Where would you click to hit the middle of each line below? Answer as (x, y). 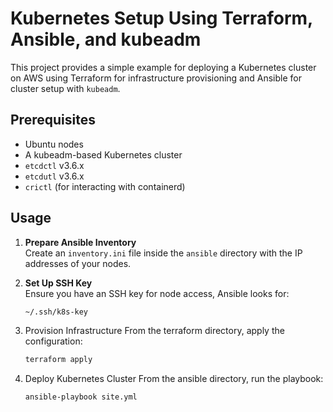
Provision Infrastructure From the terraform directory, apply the (154, 331)
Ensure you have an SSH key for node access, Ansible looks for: (157, 293)
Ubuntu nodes (54, 144)
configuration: (53, 341)
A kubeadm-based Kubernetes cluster (103, 154)
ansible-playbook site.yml (81, 397)
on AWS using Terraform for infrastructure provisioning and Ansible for (156, 78)
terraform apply (58, 360)
